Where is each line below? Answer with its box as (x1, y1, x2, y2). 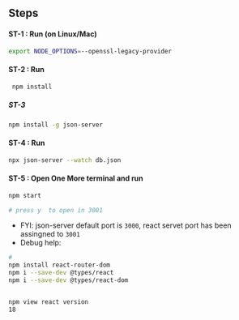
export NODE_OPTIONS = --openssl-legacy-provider (8, 47, 173, 55)
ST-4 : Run (8, 138, 45, 147)
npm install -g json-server (8, 121, 104, 129)
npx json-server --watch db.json (8, 156, 122, 164)
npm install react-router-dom (8, 261, 111, 270)
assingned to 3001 (19, 229, 81, 239)
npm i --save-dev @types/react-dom (8, 276, 129, 284)
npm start (8, 191, 42, 199)
